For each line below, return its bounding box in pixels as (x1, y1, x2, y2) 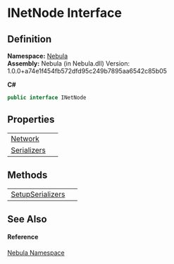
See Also (7, 213, 47, 225)
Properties (7, 114, 55, 126)
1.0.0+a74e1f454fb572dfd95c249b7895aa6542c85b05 (7, 67, 168, 75)
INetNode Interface (7, 5, 122, 21)
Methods (7, 169, 48, 181)
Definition (7, 33, 51, 45)
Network (11, 133, 40, 143)
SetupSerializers (11, 189, 66, 199)
